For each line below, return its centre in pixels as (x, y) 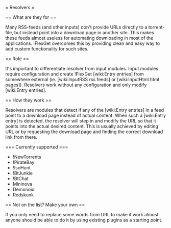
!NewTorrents (27, 157)
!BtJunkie (23, 173)
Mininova (22, 184)
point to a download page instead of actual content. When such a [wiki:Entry (86, 115)
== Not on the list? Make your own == (45, 205)
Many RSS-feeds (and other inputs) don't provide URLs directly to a (76, 27)
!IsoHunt (21, 168)
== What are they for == (31, 17)
